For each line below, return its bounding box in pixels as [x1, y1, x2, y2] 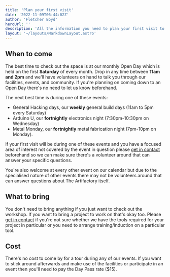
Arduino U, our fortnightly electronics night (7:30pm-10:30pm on [12, 115, 149, 121]
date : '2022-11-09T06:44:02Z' [5, 12, 70, 17]
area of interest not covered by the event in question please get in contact [5, 146, 160, 152]
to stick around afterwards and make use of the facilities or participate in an [5, 261, 163, 267]
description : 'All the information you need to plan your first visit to [5, 26, 165, 31]
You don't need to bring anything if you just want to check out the [5, 206, 143, 212]
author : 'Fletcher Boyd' [5, 17, 58, 22]
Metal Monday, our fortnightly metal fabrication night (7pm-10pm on [12, 126, 156, 132]
